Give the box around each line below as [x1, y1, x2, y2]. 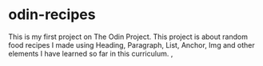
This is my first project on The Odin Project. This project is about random [8, 32, 248, 41]
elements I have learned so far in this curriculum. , [8, 49, 173, 58]
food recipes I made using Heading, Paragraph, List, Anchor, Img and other [8, 40, 255, 49]
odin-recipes [8, 6, 96, 24]
